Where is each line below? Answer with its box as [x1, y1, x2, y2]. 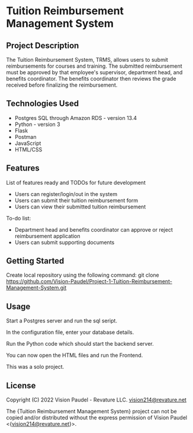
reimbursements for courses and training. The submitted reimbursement [6, 62, 182, 69]
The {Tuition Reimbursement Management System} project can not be [6, 408, 177, 415]
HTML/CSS [14, 146, 43, 153]
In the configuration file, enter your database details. [6, 328, 134, 336]
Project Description [6, 40, 79, 50]
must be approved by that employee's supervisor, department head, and [6, 69, 183, 75]
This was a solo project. [6, 364, 65, 371]
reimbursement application [14, 232, 81, 239]
